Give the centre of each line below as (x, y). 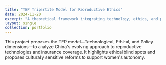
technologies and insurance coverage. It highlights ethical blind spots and (80, 52)
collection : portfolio (28, 28)
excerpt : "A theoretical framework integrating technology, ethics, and (82, 19)
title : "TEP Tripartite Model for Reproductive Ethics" (64, 10)
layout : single (21, 23)
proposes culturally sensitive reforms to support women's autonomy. (75, 57)
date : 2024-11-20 (23, 14)
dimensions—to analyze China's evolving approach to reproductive (73, 47)
